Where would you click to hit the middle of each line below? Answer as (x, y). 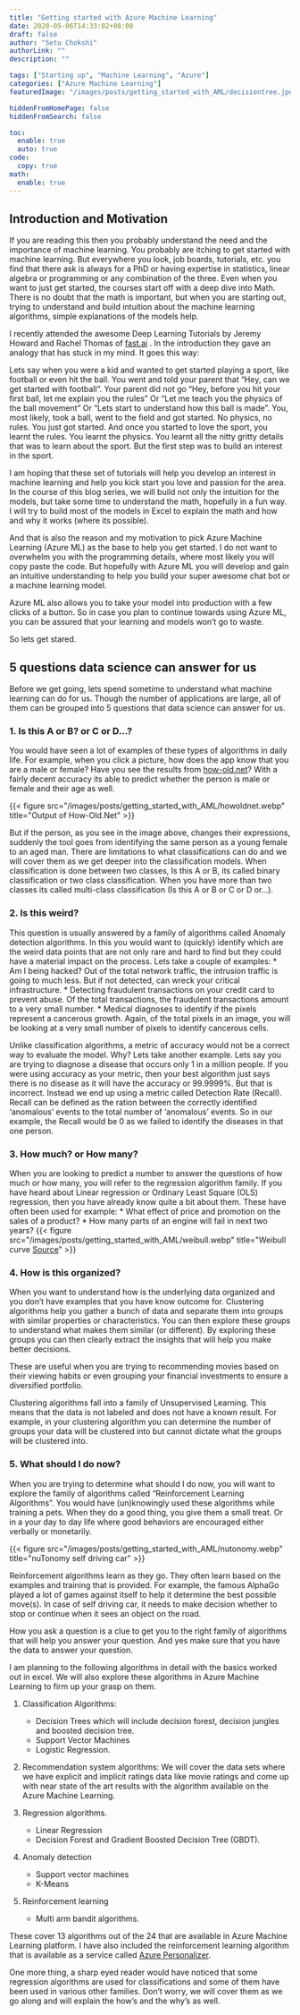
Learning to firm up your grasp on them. (83, 1686)
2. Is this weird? (44, 913)
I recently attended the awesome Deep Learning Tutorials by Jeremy (135, 334)
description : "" (39, 59)
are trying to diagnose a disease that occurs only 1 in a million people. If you (149, 1064)
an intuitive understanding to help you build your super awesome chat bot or (150, 576)
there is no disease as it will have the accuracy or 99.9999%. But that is (141, 1083)
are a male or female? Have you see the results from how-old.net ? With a (144, 770)
